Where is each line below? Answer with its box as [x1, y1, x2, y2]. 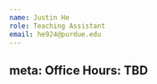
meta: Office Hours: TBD [9, 63, 149, 78]
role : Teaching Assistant [9, 21, 105, 30]
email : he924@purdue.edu [9, 29, 102, 38]
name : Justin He [9, 13, 70, 22]
